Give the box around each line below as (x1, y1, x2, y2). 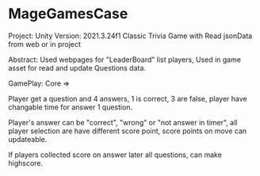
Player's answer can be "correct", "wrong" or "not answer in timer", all (8, 117, 238, 127)
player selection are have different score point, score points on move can (8, 126, 247, 136)
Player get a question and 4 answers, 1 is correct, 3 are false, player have (8, 94, 247, 103)
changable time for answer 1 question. (8, 102, 133, 112)
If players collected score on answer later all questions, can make (8, 150, 222, 159)
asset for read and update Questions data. (8, 63, 147, 72)
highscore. (8, 158, 44, 167)
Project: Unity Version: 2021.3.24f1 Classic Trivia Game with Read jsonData (8, 31, 253, 40)
